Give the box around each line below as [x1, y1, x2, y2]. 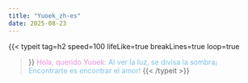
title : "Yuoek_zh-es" [8, 11, 82, 20]
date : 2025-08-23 [8, 19, 67, 27]
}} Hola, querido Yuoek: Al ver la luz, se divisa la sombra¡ [27, 57, 218, 67]
